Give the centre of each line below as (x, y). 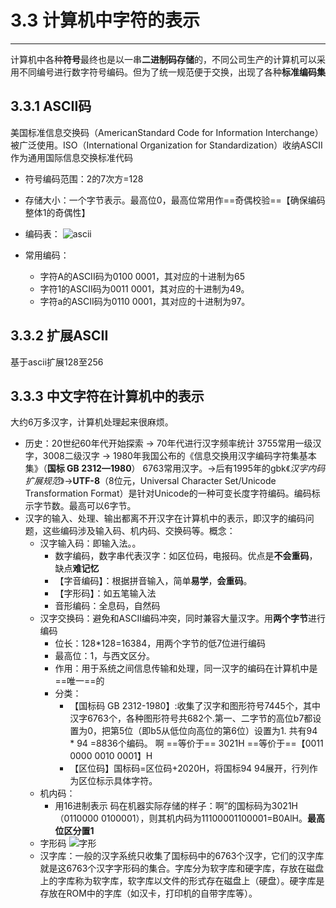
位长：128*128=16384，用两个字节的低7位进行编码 (160, 643)
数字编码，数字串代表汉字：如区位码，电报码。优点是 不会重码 (182, 556)
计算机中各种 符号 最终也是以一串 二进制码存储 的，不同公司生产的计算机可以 (163, 59)
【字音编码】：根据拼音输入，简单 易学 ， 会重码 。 (153, 581)
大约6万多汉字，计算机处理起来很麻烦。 (92, 422)
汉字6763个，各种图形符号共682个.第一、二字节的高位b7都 (191, 718)
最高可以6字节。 (102, 506)
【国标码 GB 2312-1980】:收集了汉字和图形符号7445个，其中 (195, 706)
